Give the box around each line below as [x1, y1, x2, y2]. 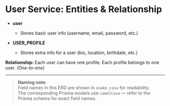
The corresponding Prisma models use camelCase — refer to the [17, 90, 151, 96]
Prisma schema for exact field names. [17, 95, 97, 101]
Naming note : [17, 79, 47, 85]
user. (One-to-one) [5, 65, 45, 71]
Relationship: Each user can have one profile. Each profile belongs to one [5, 59, 159, 65]
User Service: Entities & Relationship [5, 4, 162, 15]
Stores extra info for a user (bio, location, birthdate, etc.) [20, 49, 138, 56]
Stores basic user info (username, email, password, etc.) [20, 30, 138, 36]
